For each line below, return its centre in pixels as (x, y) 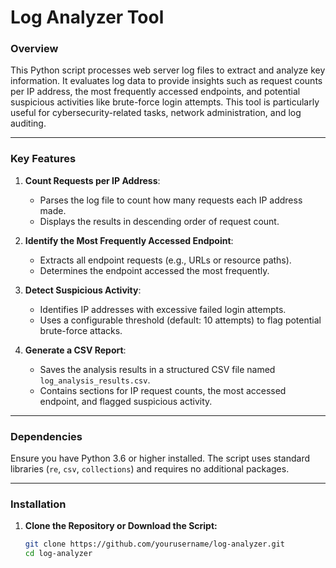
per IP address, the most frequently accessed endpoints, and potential (155, 92)
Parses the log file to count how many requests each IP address (171, 200)
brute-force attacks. (81, 330)
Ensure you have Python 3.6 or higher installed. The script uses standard (160, 458)
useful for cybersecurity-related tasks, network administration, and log (156, 113)
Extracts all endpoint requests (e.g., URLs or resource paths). (165, 260)
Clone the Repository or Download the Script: (121, 526)
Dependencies (46, 436)
